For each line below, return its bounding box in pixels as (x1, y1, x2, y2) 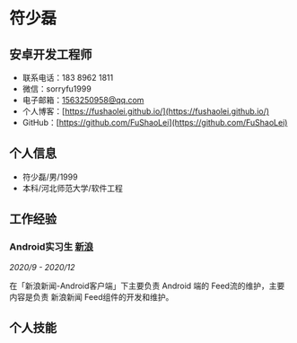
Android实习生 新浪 (9, 241, 94, 253)
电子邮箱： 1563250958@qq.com (22, 95, 144, 105)
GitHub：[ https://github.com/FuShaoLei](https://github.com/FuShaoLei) (22, 118, 288, 128)
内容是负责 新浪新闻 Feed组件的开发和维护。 (9, 291, 174, 302)
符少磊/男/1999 (22, 171, 78, 182)
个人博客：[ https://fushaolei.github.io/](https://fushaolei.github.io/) (22, 106, 270, 117)
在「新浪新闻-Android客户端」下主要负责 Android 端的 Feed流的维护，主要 (9, 280, 285, 291)
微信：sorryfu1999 (22, 84, 92, 94)
